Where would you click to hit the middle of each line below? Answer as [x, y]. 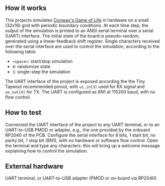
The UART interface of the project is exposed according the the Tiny [75, 81]
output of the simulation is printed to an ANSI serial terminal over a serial [79, 30]
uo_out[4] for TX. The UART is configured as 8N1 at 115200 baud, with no [80, 92]
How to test [23, 113]
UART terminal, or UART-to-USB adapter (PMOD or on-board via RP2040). [82, 178]
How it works [26, 8]
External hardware [34, 166]
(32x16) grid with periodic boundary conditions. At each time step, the [77, 25]
